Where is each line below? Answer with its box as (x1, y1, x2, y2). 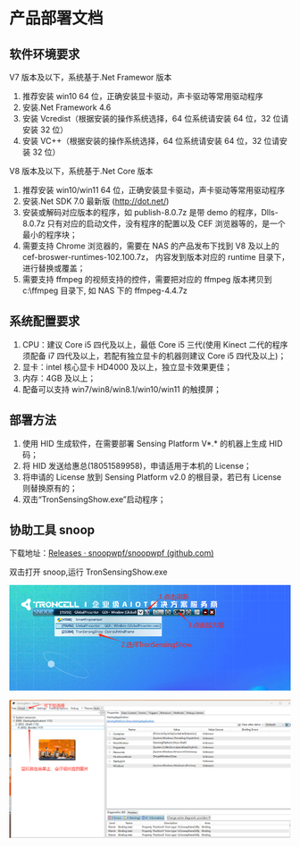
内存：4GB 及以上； (21, 373, 96, 383)
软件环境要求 (9, 46, 80, 62)
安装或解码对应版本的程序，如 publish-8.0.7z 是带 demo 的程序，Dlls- (21, 207, 279, 217)
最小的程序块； (21, 230, 78, 239)
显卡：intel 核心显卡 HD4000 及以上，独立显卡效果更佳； (21, 361, 233, 372)
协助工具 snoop (9, 523, 96, 538)
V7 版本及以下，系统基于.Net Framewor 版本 (9, 72, 172, 82)
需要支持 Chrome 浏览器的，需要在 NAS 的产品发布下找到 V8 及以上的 (21, 240, 279, 251)
